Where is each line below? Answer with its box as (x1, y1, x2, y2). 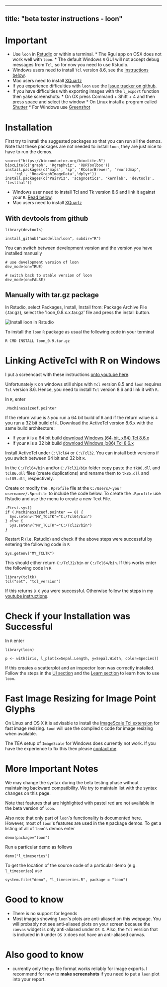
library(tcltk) (5, 575, 37, 580)
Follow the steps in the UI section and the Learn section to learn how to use (5, 670, 160, 676)
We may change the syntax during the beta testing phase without (5, 779, 139, 785)
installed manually (5, 250, 42, 256)
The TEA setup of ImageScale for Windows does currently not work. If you (5, 740, 156, 746)
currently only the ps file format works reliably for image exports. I (12, 966, 148, 972)
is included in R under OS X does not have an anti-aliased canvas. (12, 932, 146, 938)
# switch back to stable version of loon (5, 273, 92, 278)
